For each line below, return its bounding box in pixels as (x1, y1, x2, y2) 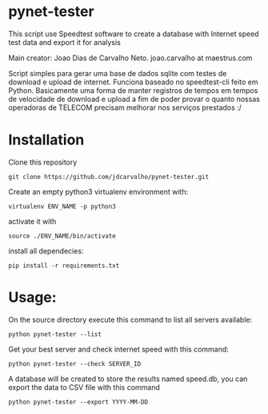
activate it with (8, 216, 57, 226)
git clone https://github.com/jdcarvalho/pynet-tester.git (8, 172, 210, 181)
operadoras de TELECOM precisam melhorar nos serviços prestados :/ (8, 103, 242, 112)
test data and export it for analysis (8, 37, 122, 47)
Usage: (8, 288, 58, 306)
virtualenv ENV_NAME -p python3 (8, 202, 116, 210)
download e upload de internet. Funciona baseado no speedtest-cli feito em (8, 77, 258, 87)
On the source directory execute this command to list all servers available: (8, 315, 253, 324)
